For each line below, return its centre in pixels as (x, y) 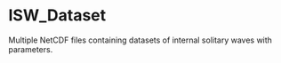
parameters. (31, 49)
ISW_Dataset (57, 16)
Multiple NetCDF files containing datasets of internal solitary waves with (140, 40)
